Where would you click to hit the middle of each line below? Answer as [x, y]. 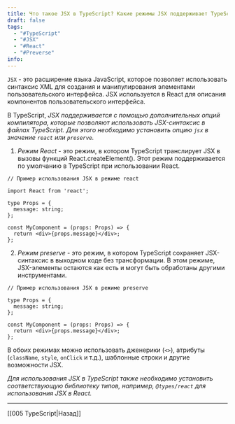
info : [15, 59]
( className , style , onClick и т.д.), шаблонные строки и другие [99, 357]
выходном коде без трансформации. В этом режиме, [135, 260]
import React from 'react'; [48, 191]
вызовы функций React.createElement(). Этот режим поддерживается [121, 158]
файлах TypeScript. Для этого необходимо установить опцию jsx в [108, 129]
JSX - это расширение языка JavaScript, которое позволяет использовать [117, 79]
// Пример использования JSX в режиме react [73, 178]
